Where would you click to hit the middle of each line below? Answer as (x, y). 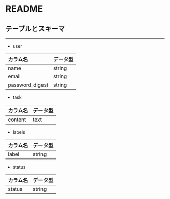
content (17, 120)
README (24, 9)
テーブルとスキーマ (35, 29)
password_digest (28, 85)
